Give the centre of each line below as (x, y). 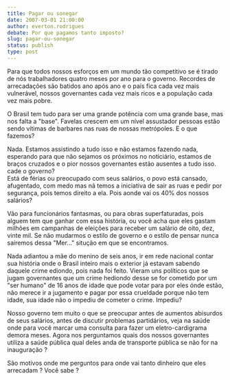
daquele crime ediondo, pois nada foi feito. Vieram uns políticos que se (108, 270)
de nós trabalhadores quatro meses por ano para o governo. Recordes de (111, 78)
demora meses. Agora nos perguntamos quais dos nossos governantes (108, 335)
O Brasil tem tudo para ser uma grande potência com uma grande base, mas (115, 113)
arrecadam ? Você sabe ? (43, 370)
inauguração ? (27, 349)
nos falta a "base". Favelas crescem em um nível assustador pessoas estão (114, 121)
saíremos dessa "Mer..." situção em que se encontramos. (88, 243)
